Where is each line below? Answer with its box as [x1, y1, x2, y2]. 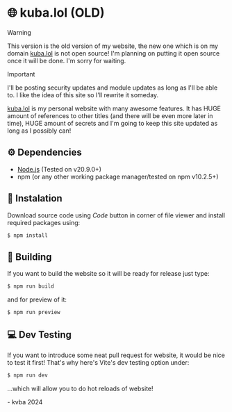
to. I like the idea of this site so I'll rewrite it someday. [7, 90, 158, 99]
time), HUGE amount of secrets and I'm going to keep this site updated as [7, 119, 218, 127]
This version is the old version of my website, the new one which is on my [7, 42, 219, 50]
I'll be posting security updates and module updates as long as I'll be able [7, 83, 218, 92]
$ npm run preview [7, 309, 60, 316]
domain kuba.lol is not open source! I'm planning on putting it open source [7, 49, 220, 57]
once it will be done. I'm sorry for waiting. [7, 56, 126, 65]
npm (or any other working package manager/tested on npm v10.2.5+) [17, 172, 219, 181]
